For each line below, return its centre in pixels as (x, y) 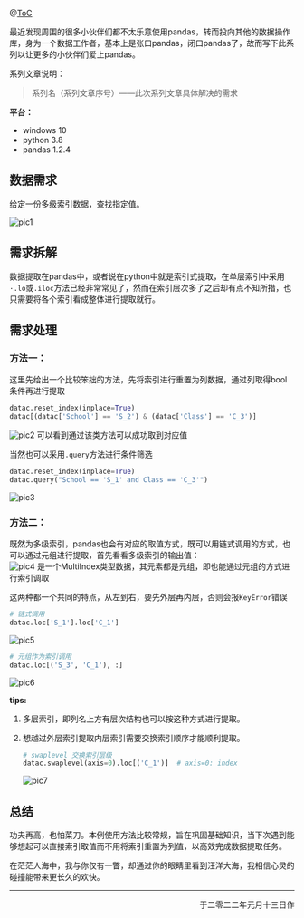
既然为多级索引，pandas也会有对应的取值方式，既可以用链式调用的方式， (146, 544)
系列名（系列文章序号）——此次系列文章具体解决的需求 (134, 93)
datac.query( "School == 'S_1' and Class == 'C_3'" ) (109, 479)
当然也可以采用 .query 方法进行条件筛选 (81, 454)
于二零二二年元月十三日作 (247, 904)
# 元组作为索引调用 (41, 656)
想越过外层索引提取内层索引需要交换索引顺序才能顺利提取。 (133, 738)
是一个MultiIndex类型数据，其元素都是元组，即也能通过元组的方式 (159, 566)
